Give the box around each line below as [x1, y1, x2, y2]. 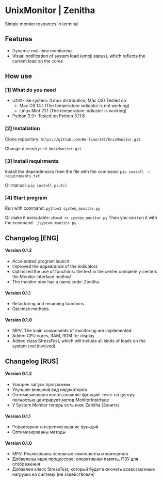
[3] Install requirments [5, 157, 59, 164]
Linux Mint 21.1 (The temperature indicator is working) [19, 108, 127, 114]
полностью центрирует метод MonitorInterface [12, 397, 109, 403]
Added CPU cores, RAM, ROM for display [12, 333, 95, 339]
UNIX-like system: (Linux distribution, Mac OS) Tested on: [12, 97, 128, 104]
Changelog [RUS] [5, 357, 59, 365]
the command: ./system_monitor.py [5, 220, 77, 226]
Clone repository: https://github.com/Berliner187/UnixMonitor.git [5, 136, 141, 142]
